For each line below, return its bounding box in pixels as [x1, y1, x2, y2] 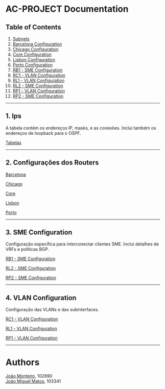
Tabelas [5, 140, 22, 146]
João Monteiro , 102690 [5, 373, 53, 379]
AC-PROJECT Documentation [5, 3, 129, 15]
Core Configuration [12, 51, 52, 57]
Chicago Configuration [12, 47, 59, 52]
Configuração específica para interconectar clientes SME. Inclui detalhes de [5, 241, 159, 247]
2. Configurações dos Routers [5, 158, 99, 167]
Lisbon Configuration [12, 57, 55, 62]
